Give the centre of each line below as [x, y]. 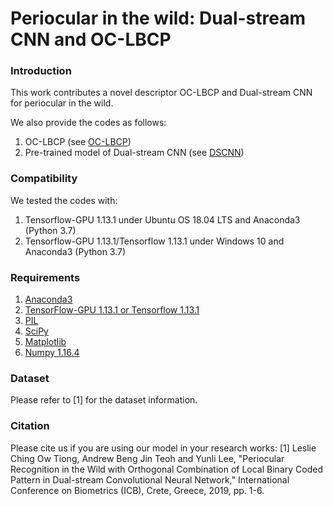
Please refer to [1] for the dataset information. [104, 400]
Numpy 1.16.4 [52, 353]
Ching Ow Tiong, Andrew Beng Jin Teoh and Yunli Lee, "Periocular [147, 458]
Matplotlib [45, 342]
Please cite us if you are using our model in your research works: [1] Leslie [163, 448]
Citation [30, 426]
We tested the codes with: [64, 200]
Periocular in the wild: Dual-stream [158, 18]
